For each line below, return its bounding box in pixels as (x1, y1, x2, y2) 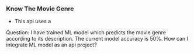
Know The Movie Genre (6, 5, 74, 13)
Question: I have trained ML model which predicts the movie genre (6, 29, 167, 36)
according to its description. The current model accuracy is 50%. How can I (6, 35, 189, 42)
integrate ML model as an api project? (6, 41, 98, 48)
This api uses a (14, 18, 51, 25)
